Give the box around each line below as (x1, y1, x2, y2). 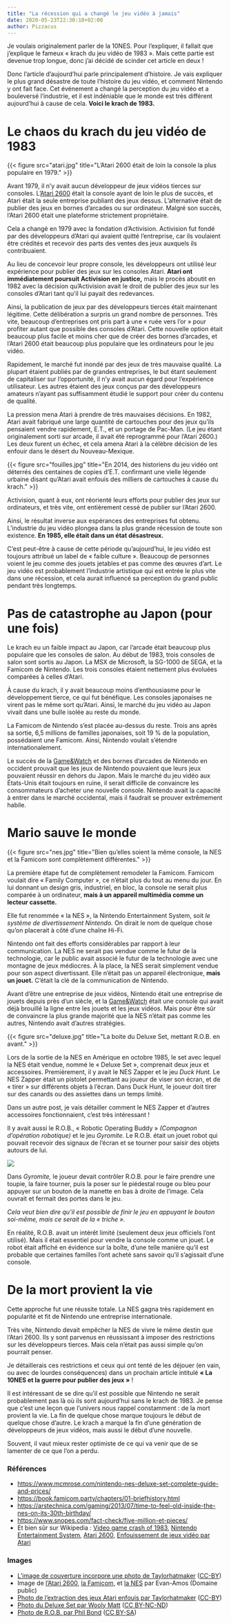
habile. (7, 801, 26, 809)
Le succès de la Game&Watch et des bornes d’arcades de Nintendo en (7, 757, 208, 765)
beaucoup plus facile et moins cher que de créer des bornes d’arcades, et (7, 332, 218, 341)
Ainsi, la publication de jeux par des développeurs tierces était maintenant (7, 303, 217, 311)
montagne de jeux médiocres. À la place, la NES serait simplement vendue (7, 961, 219, 970)
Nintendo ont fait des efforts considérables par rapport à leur (7, 939, 181, 948)
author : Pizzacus (7, 23, 57, 30)
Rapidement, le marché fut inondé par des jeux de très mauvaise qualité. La (7, 360, 222, 368)
